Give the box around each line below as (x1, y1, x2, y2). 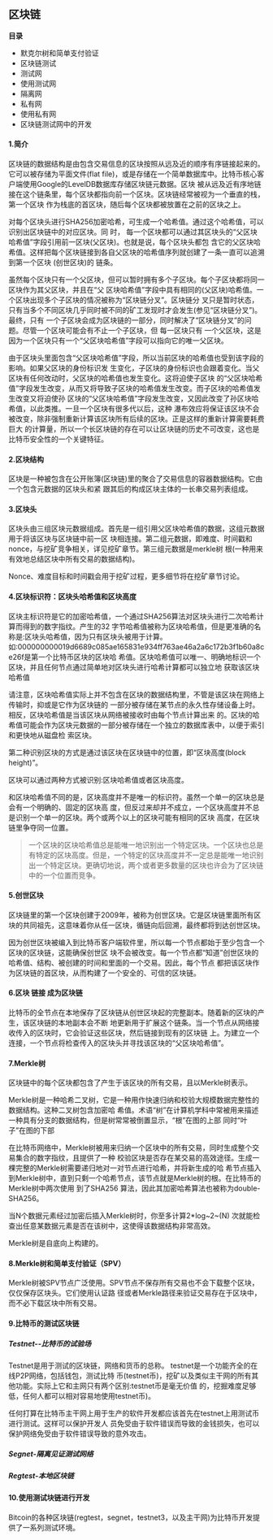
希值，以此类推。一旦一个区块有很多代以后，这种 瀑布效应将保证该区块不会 (8, 404, 260, 414)
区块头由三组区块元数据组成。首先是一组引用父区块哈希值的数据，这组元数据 (8, 523, 265, 534)
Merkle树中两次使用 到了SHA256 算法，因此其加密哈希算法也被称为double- (8, 1183, 261, 1193)
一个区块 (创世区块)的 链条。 (22, 258, 118, 267)
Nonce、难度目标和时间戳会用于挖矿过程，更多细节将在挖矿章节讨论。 (8, 571, 245, 581)
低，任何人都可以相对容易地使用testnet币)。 (8, 1391, 156, 1400)
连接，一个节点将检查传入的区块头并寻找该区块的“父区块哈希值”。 (8, 1039, 229, 1048)
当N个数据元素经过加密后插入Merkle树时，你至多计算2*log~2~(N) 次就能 (8, 1211, 253, 1221)
